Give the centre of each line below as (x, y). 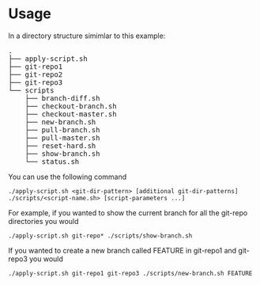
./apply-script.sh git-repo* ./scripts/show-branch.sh (100, 236)
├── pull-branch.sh (62, 130)
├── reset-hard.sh (60, 146)
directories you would (43, 221)
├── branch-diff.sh (62, 98)
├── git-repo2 (36, 74)
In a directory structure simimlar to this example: (87, 36)
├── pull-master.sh (62, 138)
